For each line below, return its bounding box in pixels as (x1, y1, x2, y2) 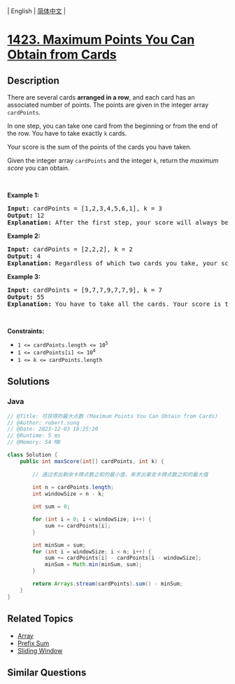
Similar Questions (7, 666, 87, 678)
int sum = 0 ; (32, 503, 71, 511)
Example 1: (7, 191, 40, 199)
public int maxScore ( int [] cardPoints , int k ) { (20, 457, 164, 465)
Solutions (7, 375, 50, 388)
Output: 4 (7, 253, 41, 260)
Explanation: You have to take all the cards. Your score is (7, 300, 222, 308)
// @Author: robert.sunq (7, 419, 80, 427)
